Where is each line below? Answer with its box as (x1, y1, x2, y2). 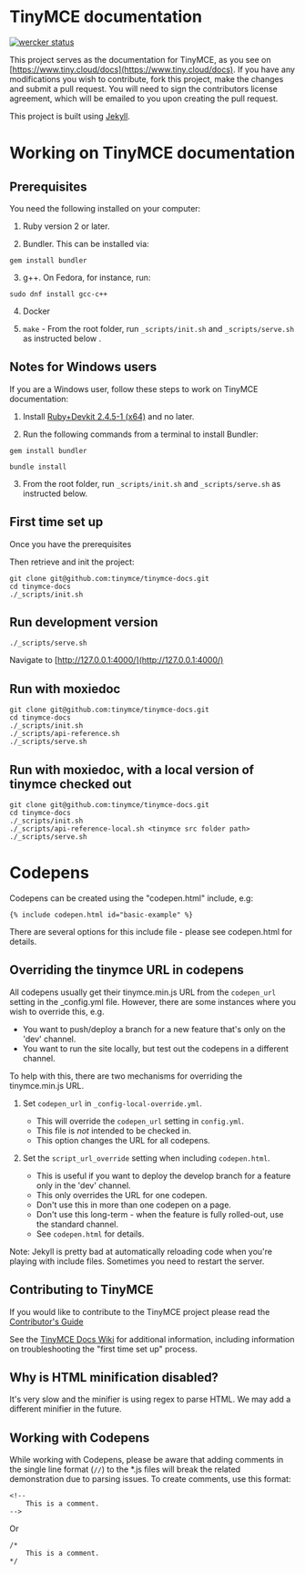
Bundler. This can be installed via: (22, 238, 150, 249)
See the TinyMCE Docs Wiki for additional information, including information (9, 1333, 295, 1344)
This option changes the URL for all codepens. (36, 1134, 211, 1145)
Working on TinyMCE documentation (9, 143, 296, 163)
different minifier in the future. (9, 1403, 122, 1414)
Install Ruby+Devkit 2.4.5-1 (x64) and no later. (22, 410, 195, 421)
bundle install (9, 462, 67, 471)
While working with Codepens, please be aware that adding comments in (9, 1455, 284, 1465)
